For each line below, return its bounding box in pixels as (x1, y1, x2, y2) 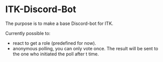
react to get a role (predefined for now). (12, 40, 96, 46)
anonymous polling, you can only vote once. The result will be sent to (12, 45, 158, 51)
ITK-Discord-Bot (5, 4, 76, 15)
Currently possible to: (5, 30, 51, 36)
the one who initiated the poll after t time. (12, 51, 99, 57)
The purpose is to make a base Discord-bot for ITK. (5, 20, 114, 26)
